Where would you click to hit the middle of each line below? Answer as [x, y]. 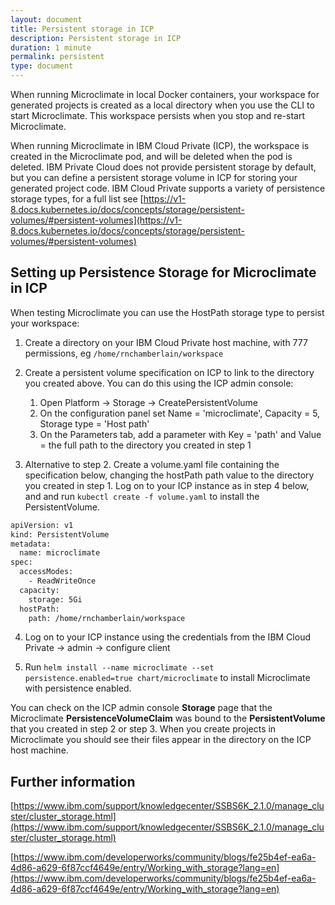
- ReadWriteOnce [62, 581]
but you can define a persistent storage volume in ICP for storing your [154, 177]
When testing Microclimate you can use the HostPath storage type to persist [167, 312]
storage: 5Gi [55, 599]
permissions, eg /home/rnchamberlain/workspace [124, 353]
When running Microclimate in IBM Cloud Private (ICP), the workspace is [160, 145]
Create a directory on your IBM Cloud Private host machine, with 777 [166, 342]
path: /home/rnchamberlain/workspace [107, 618]
